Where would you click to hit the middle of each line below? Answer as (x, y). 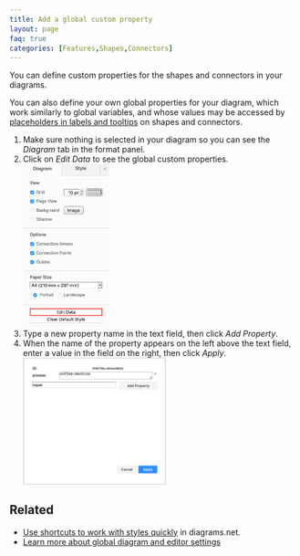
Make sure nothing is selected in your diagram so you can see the (146, 140)
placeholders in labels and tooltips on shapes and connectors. (126, 122)
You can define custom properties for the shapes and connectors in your (146, 75)
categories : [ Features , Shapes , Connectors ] (91, 48)
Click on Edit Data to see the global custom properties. (125, 159)
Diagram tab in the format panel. (84, 150)
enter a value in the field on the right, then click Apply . (124, 353)
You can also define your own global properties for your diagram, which (145, 103)
